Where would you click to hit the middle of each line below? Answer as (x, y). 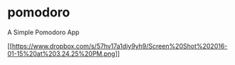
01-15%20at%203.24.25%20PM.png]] (64, 54)
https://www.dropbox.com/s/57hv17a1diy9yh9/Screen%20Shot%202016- (120, 46)
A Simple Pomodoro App (43, 32)
